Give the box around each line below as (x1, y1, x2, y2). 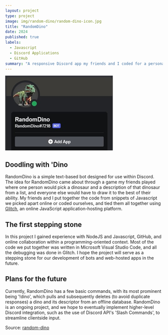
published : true (5, 35, 39, 40)
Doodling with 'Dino (5, 160, 68, 169)
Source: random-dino (5, 324, 49, 330)
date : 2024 (5, 29, 28, 35)
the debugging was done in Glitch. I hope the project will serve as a (5, 250, 144, 256)
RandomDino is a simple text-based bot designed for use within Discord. (5, 174, 154, 180)
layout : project (5, 8, 39, 13)
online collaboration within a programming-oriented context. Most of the (5, 239, 154, 245)
